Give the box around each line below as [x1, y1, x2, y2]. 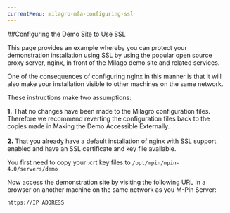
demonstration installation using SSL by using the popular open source [7, 51, 212, 59]
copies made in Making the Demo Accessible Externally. [7, 121, 170, 130]
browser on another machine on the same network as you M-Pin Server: [7, 185, 217, 194]
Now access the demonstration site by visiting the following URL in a [7, 178, 206, 186]
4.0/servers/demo [7, 165, 58, 173]
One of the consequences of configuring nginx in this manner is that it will [7, 72, 222, 80]
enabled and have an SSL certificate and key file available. [7, 144, 177, 152]
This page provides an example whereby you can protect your [7, 43, 188, 51]
